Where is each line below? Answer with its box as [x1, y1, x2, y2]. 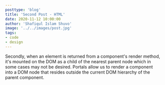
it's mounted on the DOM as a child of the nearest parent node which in [5, 58, 151, 65]
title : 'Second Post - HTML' [5, 12, 65, 17]
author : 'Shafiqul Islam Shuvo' [5, 21, 72, 26]
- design [5, 40, 23, 45]
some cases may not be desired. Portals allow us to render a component [5, 64, 153, 70]
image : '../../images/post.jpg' [5, 26, 72, 31]
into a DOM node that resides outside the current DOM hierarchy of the [5, 69, 150, 75]
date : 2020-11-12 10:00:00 [5, 16, 61, 21]
